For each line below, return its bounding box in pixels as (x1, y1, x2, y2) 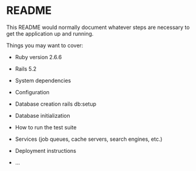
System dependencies (15, 77, 71, 84)
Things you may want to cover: (6, 42, 83, 49)
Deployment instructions (15, 147, 77, 154)
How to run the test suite (15, 123, 77, 131)
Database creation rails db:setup (15, 100, 97, 108)
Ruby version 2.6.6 (15, 53, 62, 60)
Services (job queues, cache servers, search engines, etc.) (15, 135, 163, 143)
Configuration (15, 88, 50, 95)
